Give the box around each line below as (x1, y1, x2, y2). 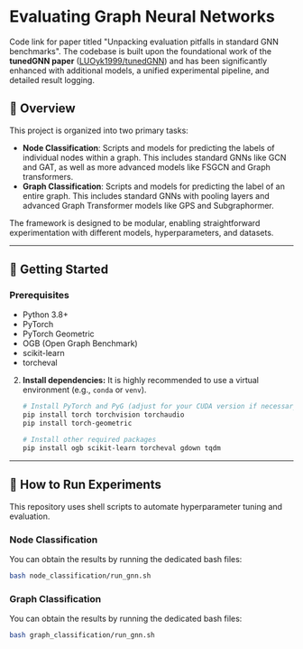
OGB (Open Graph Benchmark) (22, 338, 138, 349)
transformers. (22, 171, 74, 182)
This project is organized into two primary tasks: (9, 125, 189, 136)
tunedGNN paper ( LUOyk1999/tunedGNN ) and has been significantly (9, 55, 268, 66)
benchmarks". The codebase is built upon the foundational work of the (9, 45, 272, 56)
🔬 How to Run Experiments (9, 477, 162, 493)
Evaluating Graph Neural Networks (9, 6, 275, 27)
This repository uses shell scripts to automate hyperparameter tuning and (9, 501, 282, 512)
